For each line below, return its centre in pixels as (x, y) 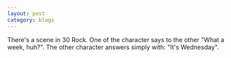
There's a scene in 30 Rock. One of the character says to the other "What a (116, 39)
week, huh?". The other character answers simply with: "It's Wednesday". (113, 47)
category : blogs (31, 20)
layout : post (26, 13)
